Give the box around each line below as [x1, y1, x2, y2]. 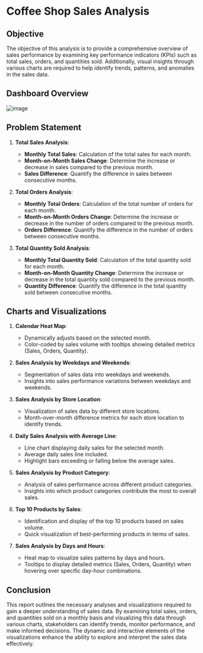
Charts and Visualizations [6, 307, 107, 317]
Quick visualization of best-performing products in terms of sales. [24, 530, 190, 538]
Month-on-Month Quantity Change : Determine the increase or [24, 269, 184, 276]
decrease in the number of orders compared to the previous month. [24, 219, 194, 227]
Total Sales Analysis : [15, 139, 69, 146]
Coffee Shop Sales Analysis [6, 4, 150, 18]
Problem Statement [6, 122, 82, 133]
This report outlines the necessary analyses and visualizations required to [6, 601, 192, 608]
